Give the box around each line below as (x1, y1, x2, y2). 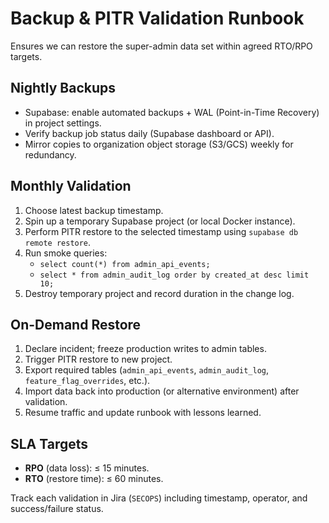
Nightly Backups (10, 80, 116, 97)
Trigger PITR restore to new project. (24, 353, 173, 366)
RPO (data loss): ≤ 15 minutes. (24, 462, 150, 474)
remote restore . (24, 236, 92, 248)
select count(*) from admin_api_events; (39, 259, 211, 269)
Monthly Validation (10, 178, 132, 195)
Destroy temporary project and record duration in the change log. (24, 287, 295, 299)
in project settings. (24, 117, 102, 129)
